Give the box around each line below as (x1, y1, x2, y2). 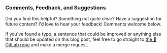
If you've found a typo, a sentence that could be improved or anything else (5, 31, 161, 37)
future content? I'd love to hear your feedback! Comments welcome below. (5, 21, 161, 27)
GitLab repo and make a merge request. (5, 42, 89, 48)
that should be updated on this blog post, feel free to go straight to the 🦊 (5, 36, 156, 42)
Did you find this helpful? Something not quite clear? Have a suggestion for (5, 16, 162, 22)
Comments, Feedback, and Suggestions (5, 4, 106, 11)
